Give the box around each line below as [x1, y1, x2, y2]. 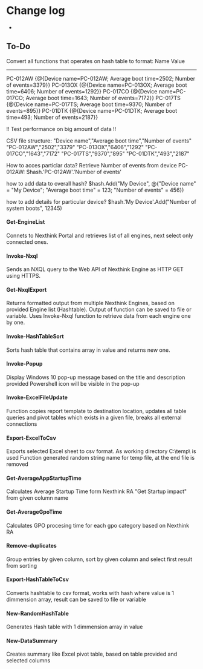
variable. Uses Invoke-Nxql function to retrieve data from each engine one [6, 312, 192, 320]
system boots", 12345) [6, 204, 62, 212]
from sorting [6, 562, 37, 569]
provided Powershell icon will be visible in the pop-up [6, 380, 140, 387]
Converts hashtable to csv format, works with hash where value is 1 [6, 589, 174, 596]
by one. [6, 319, 25, 326]
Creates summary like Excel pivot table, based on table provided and [6, 650, 178, 658]
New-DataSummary [6, 637, 57, 644]
